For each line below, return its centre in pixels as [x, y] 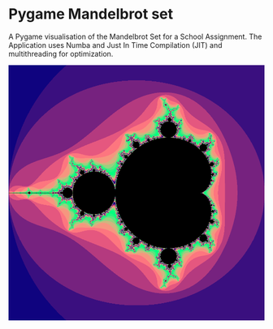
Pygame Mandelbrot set [91, 14]
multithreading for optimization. [61, 53]
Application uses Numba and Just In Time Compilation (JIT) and [115, 45]
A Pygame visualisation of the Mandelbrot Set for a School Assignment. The [135, 36]
